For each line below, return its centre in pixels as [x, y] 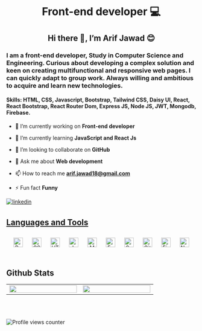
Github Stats [30, 273]
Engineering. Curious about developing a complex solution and [100, 63]
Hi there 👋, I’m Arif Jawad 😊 [101, 38]
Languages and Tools [47, 223]
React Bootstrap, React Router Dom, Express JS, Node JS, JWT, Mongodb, [101, 106]
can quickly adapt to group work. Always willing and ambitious [100, 78]
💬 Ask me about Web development [59, 161]
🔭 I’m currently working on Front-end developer [75, 126]
